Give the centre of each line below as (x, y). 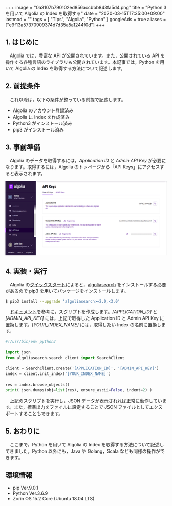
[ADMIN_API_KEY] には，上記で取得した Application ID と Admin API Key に (85, 318)
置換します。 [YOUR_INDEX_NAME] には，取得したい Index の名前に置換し (83, 324)
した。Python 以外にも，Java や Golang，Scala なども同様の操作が (89, 451)
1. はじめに (22, 42)
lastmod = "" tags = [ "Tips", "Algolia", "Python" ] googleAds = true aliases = (86, 19)
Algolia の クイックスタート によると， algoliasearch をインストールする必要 (88, 285)
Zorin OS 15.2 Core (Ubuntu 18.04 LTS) (53, 499)
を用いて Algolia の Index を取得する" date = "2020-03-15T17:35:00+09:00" (85, 13)
